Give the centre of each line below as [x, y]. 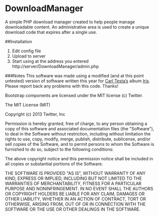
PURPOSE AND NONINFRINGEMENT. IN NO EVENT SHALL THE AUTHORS [79, 188]
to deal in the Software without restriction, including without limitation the [78, 134]
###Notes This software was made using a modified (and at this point [74, 76]
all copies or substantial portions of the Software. [54, 164]
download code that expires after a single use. [51, 32]
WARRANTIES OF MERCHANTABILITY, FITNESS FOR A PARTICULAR [73, 183]
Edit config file [26, 51]
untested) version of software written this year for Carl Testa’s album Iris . [78, 81]
